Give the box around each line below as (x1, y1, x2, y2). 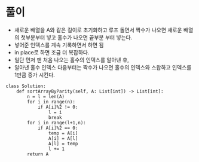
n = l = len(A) (27, 93, 65, 99)
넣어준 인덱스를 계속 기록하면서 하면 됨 (14, 41, 104, 48)
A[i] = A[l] (48, 135, 78, 141)
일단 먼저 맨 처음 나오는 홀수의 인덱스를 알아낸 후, (14, 56, 129, 63)
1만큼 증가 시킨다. (14, 71, 55, 78)
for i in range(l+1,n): (27, 120, 86, 126)
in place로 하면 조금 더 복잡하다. (14, 48, 90, 56)
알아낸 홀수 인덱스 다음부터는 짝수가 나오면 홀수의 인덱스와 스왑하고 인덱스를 (14, 63, 192, 71)
